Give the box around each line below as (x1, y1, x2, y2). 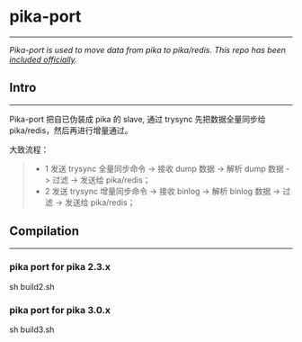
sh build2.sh (9, 281, 56, 292)
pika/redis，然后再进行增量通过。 (9, 124, 133, 136)
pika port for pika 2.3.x (9, 261, 111, 274)
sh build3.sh (9, 324, 55, 335)
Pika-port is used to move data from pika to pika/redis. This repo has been (9, 44, 286, 55)
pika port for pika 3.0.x (9, 303, 111, 316)
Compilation (9, 223, 79, 239)
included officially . (9, 54, 78, 65)
